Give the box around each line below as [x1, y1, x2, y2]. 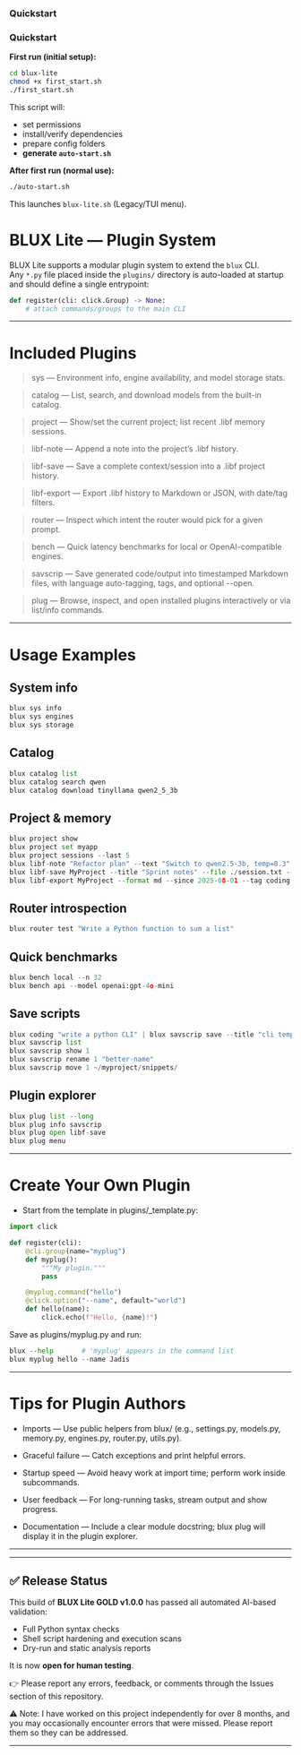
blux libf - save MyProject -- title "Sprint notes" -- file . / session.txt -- [9, 867, 295, 876]
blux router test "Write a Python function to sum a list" [9, 925, 235, 933]
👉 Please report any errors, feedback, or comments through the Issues [9, 1678, 274, 1689]
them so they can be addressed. [9, 1727, 129, 1738]
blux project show [9, 834, 78, 844]
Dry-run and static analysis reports [21, 1643, 151, 1654]
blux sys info [9, 704, 63, 713]
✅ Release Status [9, 1573, 107, 1588]
